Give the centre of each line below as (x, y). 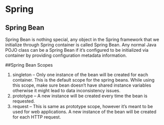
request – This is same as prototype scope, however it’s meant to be (83, 106)
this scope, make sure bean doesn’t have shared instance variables (82, 85)
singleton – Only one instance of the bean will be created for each (80, 75)
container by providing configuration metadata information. (66, 55)
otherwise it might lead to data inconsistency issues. (66, 90)
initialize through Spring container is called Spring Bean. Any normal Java (81, 45)
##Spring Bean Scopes (29, 65)
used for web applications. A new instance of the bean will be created (84, 112)
